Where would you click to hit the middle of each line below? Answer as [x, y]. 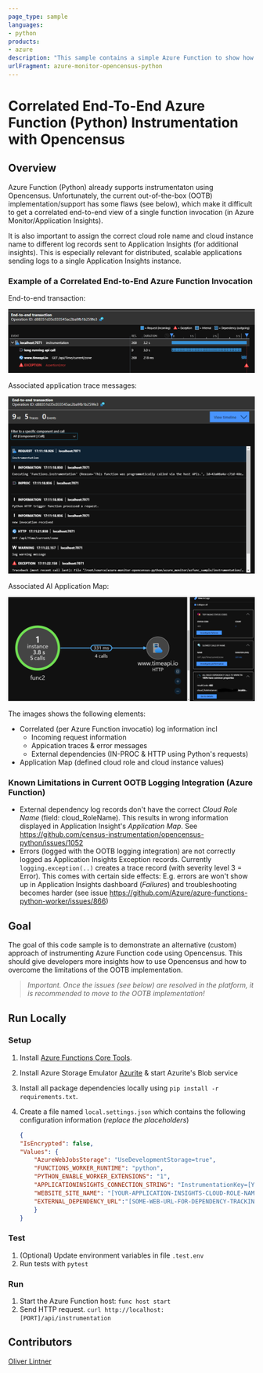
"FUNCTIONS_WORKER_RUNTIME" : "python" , [99, 1169]
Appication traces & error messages [89, 745]
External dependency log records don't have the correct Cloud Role [128, 809]
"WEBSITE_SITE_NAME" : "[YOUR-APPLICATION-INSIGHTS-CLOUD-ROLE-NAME [146, 1193]
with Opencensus [67, 139]
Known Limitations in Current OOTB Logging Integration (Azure [130, 783]
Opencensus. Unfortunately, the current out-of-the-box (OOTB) [110, 195]
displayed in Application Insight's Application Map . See [108, 826]
